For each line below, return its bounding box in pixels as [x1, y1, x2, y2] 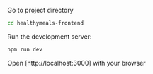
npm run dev [7, 46, 42, 53]
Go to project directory [7, 6, 74, 14]
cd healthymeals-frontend [7, 20, 84, 27]
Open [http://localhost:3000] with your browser [7, 58, 147, 67]
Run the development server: [7, 32, 92, 41]
